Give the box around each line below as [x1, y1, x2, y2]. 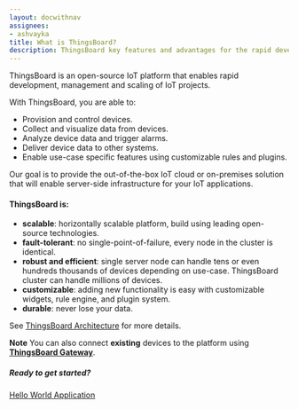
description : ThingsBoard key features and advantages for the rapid [9, 46, 272, 55]
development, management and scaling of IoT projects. [9, 80, 211, 90]
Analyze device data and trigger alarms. [21, 133, 169, 144]
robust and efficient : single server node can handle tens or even [21, 256, 260, 267]
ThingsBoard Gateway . [9, 347, 96, 358]
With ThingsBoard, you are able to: [9, 97, 137, 107]
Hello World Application [9, 389, 96, 400]
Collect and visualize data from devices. [21, 123, 169, 134]
